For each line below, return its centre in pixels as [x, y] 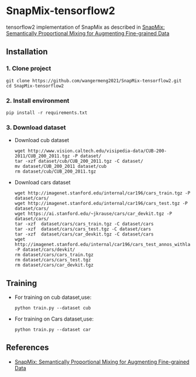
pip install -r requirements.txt [47, 113]
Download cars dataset [42, 183]
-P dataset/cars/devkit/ [45, 250]
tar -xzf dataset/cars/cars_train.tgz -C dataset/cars [84, 224]
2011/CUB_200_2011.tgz [42, 156]
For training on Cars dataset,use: [54, 319]
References [27, 348]
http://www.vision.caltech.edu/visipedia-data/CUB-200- [97, 151]
